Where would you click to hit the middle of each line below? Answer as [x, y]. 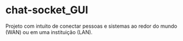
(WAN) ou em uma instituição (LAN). [49, 32]
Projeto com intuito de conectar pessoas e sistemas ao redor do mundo [91, 26]
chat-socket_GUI [47, 10]
